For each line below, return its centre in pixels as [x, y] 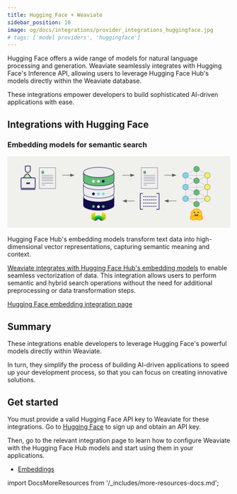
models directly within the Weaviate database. [75, 81]
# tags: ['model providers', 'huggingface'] [74, 38]
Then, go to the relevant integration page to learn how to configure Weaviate [119, 440]
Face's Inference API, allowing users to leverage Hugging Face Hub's [108, 74]
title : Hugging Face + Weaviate [55, 15]
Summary [29, 327]
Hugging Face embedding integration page [70, 304]
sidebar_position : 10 [39, 22]
